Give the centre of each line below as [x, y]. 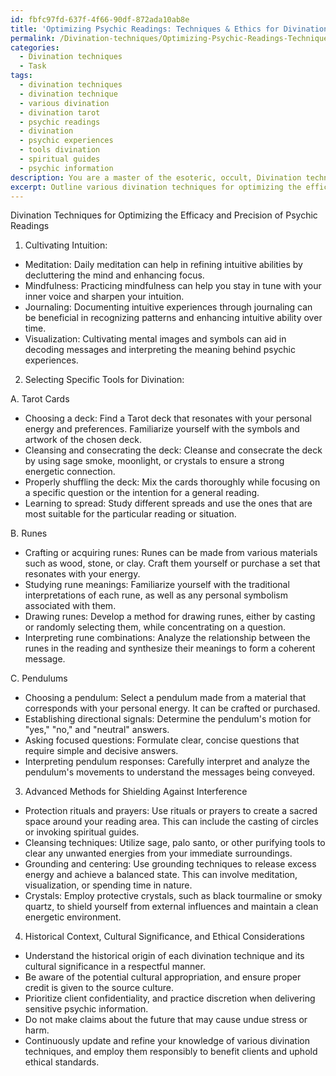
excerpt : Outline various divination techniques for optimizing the [156, 187]
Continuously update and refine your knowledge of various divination [167, 1041]
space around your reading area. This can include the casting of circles [171, 822]
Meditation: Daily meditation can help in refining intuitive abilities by [163, 265]
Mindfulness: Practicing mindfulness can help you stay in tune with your [173, 286]
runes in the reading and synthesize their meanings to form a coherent [170, 648]
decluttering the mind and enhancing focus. [114, 275]
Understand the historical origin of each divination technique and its [164, 956]
